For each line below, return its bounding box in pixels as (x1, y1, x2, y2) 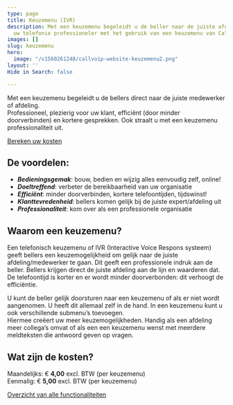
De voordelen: (7, 157, 69, 168)
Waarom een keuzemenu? (7, 225, 123, 237)
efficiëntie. (7, 280, 38, 289)
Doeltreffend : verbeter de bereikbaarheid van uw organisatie (17, 182, 193, 191)
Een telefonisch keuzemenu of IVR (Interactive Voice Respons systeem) (7, 244, 212, 252)
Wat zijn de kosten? (7, 351, 94, 363)
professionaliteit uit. (7, 123, 64, 132)
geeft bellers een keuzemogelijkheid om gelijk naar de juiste (7, 251, 179, 260)
